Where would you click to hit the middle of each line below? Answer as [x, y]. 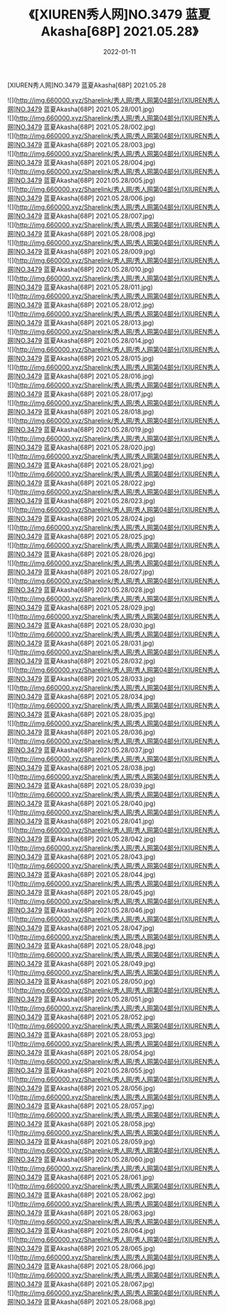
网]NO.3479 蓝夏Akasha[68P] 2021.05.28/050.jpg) [81, 981]
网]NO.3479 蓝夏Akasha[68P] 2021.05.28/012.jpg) [81, 305]
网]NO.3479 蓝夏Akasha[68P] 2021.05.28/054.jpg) [81, 1052]
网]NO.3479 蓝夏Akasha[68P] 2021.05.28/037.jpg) [81, 750]
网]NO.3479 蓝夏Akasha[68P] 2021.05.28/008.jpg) [81, 234]
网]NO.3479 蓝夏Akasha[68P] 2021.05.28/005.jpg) [81, 180]
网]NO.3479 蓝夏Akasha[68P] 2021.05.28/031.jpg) [81, 643]
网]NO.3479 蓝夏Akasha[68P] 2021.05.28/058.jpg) [81, 1124]
